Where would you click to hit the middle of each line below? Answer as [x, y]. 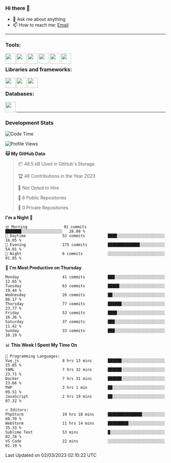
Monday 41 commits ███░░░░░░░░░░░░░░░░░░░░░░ [85, 277]
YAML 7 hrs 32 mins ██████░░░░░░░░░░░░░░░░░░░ [85, 370]
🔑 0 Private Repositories [43, 208]
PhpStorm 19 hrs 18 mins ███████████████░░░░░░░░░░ [85, 414]
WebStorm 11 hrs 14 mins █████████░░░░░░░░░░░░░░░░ [85, 424]
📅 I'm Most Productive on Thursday [44, 268]
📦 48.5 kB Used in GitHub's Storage [56, 164]
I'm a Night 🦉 [19, 218]
